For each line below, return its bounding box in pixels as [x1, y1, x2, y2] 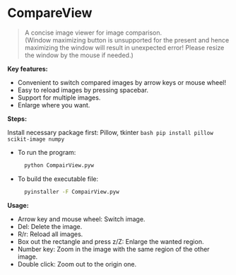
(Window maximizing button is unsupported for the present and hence [24, 35, 230, 44]
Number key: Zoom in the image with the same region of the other [17, 245, 210, 253]
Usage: [7, 201, 30, 209]
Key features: [7, 64, 48, 73]
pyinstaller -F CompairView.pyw [24, 188, 119, 195]
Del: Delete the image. [17, 222, 83, 230]
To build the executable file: [17, 175, 99, 183]
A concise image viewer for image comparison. [24, 28, 163, 37]
